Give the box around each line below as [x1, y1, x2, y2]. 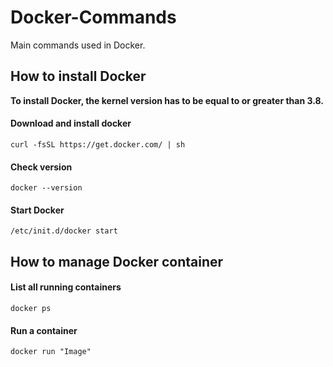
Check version [10, 161, 73, 173]
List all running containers [10, 281, 122, 293]
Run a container [10, 324, 78, 336]
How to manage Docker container [10, 253, 224, 270]
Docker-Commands [10, 6, 177, 29]
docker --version [10, 183, 83, 193]
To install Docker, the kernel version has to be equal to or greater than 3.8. [10, 94, 324, 106]
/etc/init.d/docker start [10, 226, 118, 236]
